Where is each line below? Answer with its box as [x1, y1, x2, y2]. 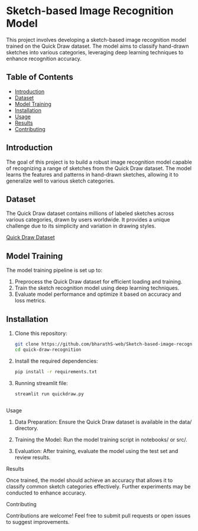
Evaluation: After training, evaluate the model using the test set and [14, 447, 178, 454]
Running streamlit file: [14, 379, 68, 386]
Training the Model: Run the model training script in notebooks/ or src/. [14, 436, 187, 443]
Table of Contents [6, 72, 74, 82]
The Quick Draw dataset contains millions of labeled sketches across [6, 210, 174, 217]
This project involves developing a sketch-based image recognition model [6, 36, 186, 43]
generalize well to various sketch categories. [6, 177, 115, 184]
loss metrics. [14, 297, 46, 304]
